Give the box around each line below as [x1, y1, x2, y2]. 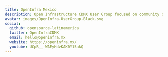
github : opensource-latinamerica [9, 26, 79, 31]
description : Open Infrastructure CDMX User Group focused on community [5, 12, 160, 17]
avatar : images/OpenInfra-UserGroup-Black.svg [5, 16, 104, 21]
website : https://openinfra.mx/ [9, 40, 77, 45]
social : [5, 21, 21, 26]
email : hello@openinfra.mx [9, 35, 66, 40]
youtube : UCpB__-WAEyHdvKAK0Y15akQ [9, 44, 84, 49]
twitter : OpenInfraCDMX [9, 30, 59, 35]
